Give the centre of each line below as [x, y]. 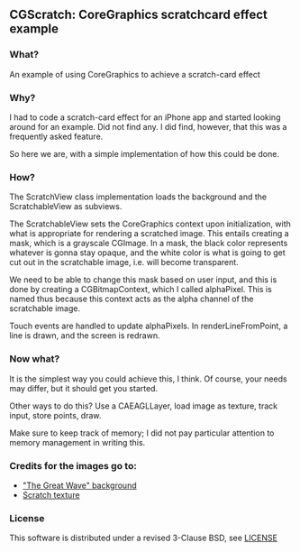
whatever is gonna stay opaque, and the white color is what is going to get [147, 253]
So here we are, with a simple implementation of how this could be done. [144, 153]
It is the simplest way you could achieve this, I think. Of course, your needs [148, 379]
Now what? [35, 359]
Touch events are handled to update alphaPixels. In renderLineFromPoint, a [149, 326]
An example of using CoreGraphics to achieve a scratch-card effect [135, 74]
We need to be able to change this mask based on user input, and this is [143, 280]
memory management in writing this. [77, 442]
